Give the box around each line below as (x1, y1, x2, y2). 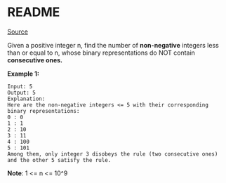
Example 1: (7, 69, 40, 78)
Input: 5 (7, 83, 33, 90)
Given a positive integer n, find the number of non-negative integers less (7, 41, 219, 49)
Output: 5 (7, 89, 36, 96)
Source (7, 27, 28, 36)
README (7, 4, 60, 20)
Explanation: (7, 95, 46, 102)
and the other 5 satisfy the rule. (7, 156, 112, 163)
